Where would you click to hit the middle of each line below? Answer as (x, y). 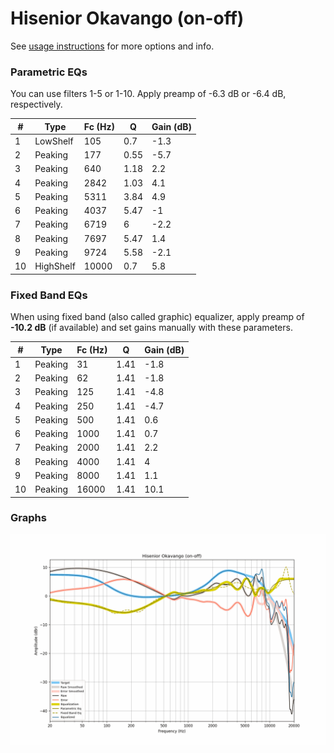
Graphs (28, 518)
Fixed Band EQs (49, 295)
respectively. (36, 104)
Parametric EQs (49, 72)
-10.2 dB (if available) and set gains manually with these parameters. (151, 328)
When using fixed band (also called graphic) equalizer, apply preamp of (157, 317)
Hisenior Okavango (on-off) (127, 18)
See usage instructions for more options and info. (112, 46)
